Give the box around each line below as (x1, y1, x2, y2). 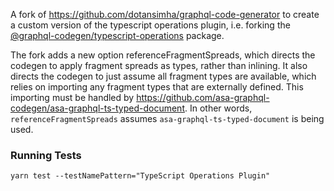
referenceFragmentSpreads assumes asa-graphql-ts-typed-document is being (10, 113, 325, 124)
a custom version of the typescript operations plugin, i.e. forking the (10, 19, 291, 31)
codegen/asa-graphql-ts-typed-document (10, 102, 185, 114)
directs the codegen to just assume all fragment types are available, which (10, 70, 317, 82)
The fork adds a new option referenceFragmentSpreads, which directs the (10, 49, 316, 61)
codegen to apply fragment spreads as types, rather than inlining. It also (10, 60, 308, 71)
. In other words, (184, 102, 253, 114)
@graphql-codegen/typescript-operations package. (10, 30, 225, 41)
